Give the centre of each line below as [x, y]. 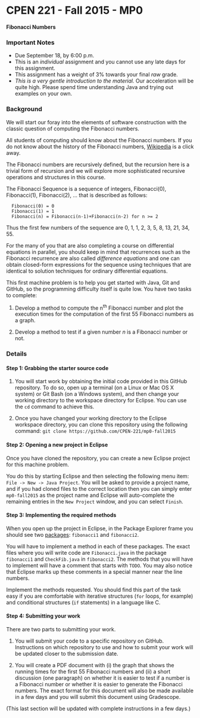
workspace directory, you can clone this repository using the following [101, 424]
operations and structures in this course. [56, 177]
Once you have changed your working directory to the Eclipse [91, 418]
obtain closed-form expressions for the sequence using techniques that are [99, 264]
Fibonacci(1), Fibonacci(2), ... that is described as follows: [77, 195]
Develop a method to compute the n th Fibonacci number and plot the [99, 307]
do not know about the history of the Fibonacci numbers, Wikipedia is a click [100, 146]
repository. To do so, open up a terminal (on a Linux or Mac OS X [94, 388]
